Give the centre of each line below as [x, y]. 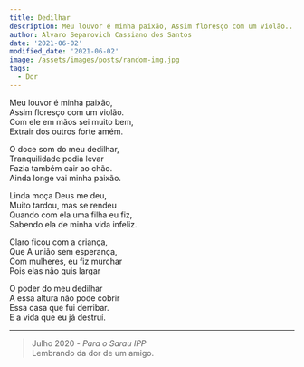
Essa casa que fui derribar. [59, 307]
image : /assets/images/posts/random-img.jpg [95, 60]
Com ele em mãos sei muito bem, [71, 121]
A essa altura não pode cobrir [65, 298]
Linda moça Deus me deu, [58, 195]
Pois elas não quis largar [55, 270]
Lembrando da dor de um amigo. [93, 353]
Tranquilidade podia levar [57, 159]
